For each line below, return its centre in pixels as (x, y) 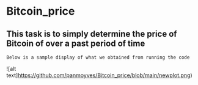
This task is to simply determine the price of (92, 34)
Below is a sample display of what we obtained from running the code (98, 57)
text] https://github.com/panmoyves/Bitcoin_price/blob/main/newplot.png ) (99, 75)
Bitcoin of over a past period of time (76, 43)
